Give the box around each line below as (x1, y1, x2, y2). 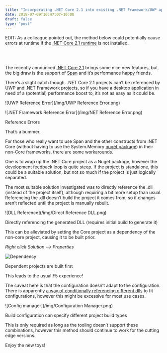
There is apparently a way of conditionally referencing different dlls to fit (5, 288, 153, 294)
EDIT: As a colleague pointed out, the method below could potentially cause (5, 35, 161, 41)
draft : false (5, 16, 32, 21)
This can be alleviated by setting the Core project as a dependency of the (5, 229, 156, 235)
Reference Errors (5, 119, 40, 125)
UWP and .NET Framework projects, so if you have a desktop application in (5, 85, 159, 91)
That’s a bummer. (5, 129, 41, 135)
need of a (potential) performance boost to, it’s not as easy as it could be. (5, 90, 156, 96)
